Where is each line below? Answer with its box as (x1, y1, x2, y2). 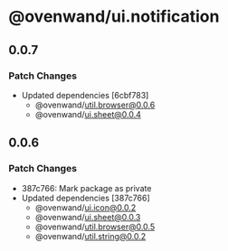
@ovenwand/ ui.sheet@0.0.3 (34, 211, 141, 222)
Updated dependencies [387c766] (21, 192, 150, 203)
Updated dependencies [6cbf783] (21, 89, 149, 100)
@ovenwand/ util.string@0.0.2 (34, 230, 147, 241)
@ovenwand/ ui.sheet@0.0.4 (34, 108, 141, 119)
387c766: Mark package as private (21, 182, 152, 193)
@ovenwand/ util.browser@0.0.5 (34, 221, 156, 232)
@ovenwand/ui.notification (8, 6, 220, 27)
